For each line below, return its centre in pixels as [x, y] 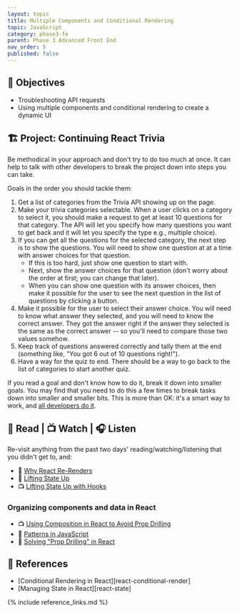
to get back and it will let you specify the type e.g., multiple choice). [117, 232]
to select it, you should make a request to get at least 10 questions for [120, 217]
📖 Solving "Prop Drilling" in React [66, 541]
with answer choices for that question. [74, 255]
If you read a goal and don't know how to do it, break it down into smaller [115, 383]
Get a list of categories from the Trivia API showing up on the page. [117, 202]
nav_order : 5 [27, 47]
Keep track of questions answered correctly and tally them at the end [119, 346]
